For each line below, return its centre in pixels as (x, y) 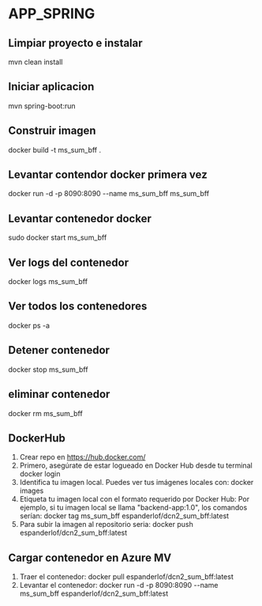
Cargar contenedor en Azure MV (90, 557)
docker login (40, 474)
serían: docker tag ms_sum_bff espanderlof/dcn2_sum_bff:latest (124, 516)
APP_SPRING (52, 14)
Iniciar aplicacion (51, 87)
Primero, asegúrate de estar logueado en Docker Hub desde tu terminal (136, 466)
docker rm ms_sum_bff (45, 413)
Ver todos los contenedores (78, 307)
